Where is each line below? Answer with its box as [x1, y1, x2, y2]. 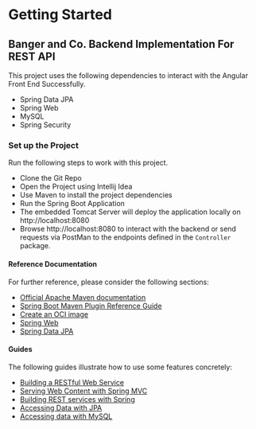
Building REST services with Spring [19, 394, 135, 404]
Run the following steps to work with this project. [8, 158, 169, 168]
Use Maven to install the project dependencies [19, 190, 173, 200]
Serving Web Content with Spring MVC [19, 386, 148, 396]
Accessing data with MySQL [19, 411, 113, 421]
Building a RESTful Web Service [19, 377, 125, 387]
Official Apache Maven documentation [19, 292, 146, 302]
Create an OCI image [19, 309, 89, 319]
